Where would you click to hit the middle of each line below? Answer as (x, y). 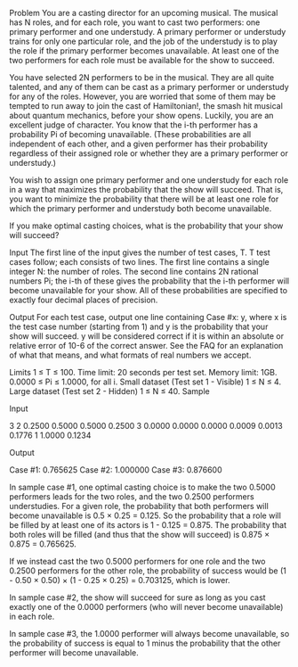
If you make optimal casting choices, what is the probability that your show (146, 226)
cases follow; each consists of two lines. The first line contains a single (139, 262)
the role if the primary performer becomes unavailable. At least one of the (144, 51)
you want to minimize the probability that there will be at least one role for (144, 199)
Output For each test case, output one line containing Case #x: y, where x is (148, 317)
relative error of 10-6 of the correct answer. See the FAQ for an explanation (146, 346)
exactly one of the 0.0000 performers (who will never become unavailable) (146, 607)
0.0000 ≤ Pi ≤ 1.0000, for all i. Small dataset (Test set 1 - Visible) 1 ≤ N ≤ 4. (145, 382)
